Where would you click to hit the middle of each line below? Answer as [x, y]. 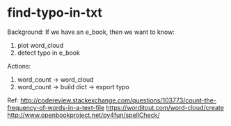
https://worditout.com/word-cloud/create [165, 107]
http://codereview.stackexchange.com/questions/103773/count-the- [119, 100]
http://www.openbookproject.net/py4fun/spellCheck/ [83, 115]
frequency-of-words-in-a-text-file [56, 107]
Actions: [19, 66]
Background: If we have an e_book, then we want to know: [91, 32]
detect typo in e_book [48, 53]
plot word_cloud [40, 45]
